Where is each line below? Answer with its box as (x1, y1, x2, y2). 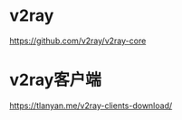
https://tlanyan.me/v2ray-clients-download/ (9, 100, 173, 111)
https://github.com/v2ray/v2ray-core (9, 35, 147, 46)
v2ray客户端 (9, 69, 102, 90)
